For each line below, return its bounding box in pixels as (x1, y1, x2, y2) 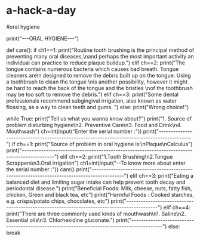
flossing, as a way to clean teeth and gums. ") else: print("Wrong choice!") (6, 103, 189, 110)
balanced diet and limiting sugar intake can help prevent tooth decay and (6, 178, 186, 186)
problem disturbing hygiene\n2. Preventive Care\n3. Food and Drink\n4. (6, 121, 182, 128)
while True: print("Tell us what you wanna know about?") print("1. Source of (6, 115, 192, 122)
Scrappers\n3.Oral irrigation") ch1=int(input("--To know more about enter (6, 159, 186, 166)
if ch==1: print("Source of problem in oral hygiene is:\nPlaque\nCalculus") (11, 140, 193, 147)
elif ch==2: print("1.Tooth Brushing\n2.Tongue (60, 153, 173, 160)
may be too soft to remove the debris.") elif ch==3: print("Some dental (6, 91, 179, 98)
